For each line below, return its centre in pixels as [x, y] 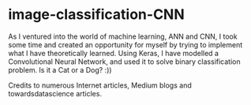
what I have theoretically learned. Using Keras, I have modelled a [114, 53]
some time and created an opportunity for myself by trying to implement [126, 44]
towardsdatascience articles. [55, 93]
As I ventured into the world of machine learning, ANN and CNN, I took [123, 36]
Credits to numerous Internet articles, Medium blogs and [100, 85]
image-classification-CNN [97, 15]
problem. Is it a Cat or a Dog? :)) [60, 69]
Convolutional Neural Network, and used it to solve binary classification [124, 62]
